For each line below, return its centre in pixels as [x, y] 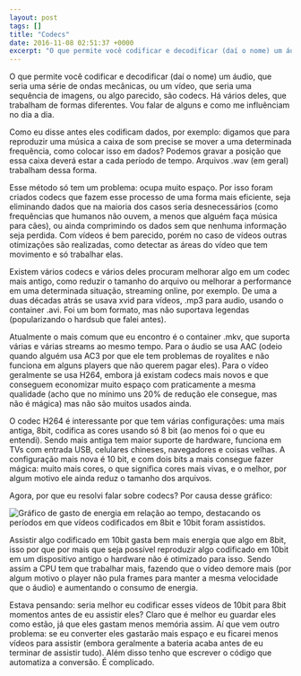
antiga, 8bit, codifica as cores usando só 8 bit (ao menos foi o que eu [138, 431]
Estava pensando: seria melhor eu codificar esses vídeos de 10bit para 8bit [148, 605]
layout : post [34, 18]
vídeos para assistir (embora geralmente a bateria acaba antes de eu [136, 644]
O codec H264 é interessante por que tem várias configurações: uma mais [147, 421]
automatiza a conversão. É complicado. [82, 663]
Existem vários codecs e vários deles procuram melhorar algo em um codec [150, 272]
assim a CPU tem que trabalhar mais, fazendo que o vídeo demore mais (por [150, 569]
